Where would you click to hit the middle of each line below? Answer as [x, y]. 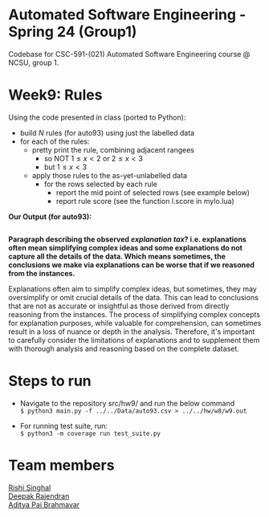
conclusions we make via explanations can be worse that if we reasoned [132, 265]
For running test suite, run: [64, 425]
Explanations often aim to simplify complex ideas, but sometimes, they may [132, 289]
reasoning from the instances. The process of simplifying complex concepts [134, 314]
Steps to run [50, 381]
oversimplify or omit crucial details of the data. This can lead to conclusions [133, 297]
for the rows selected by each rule [101, 184]
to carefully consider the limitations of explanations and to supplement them [134, 340]
